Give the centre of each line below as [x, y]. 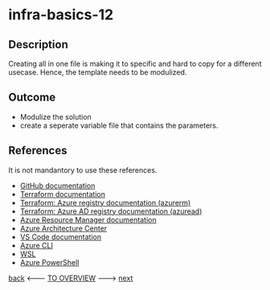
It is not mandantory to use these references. [83, 170]
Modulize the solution [56, 116]
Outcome [32, 98]
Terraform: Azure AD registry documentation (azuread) [111, 211]
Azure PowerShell [49, 262]
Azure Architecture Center [63, 228]
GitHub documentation [57, 186]
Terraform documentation [63, 194]
